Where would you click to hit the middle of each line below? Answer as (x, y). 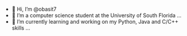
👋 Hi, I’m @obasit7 (34, 9)
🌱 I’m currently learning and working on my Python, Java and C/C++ (95, 22)
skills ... (21, 28)
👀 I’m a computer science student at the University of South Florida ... (96, 15)
